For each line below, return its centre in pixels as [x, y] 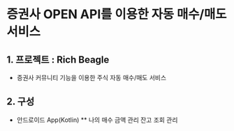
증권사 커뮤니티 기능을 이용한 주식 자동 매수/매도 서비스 [92, 78]
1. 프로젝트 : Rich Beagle [58, 60]
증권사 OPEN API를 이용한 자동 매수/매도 [117, 14]
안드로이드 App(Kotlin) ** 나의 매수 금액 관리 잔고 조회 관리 [97, 120]
